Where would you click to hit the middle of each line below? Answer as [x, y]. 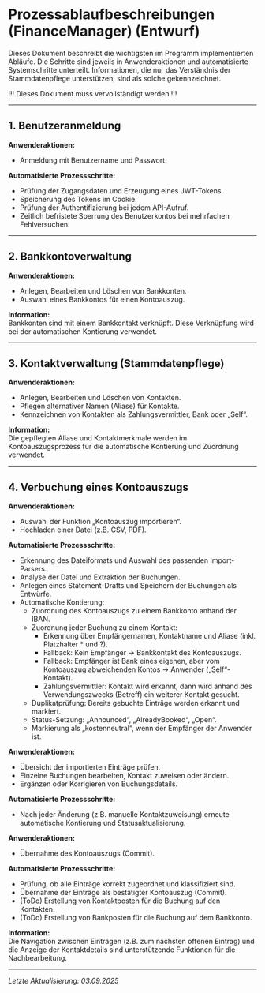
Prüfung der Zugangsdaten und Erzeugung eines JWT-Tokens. [121, 190]
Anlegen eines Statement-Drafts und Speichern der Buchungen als [128, 586]
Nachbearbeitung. [37, 958]
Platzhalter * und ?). [75, 644]
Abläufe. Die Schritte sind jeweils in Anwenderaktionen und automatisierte [128, 62]
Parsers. [33, 569]
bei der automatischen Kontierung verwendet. [83, 331]
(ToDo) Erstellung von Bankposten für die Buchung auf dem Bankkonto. [136, 918]
